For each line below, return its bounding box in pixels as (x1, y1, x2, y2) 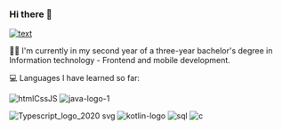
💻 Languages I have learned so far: (9, 73, 141, 84)
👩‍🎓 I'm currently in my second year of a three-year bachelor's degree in (9, 45, 273, 56)
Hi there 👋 (9, 8, 53, 20)
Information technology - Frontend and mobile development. (9, 55, 231, 66)
